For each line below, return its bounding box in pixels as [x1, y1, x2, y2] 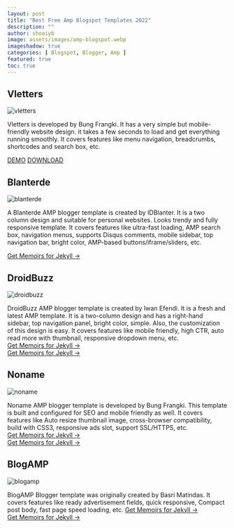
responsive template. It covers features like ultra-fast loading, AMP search [7, 223, 221, 231]
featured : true [7, 56, 52, 63]
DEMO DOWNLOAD [7, 156, 64, 164]
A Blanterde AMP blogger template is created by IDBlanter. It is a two [7, 208, 205, 217]
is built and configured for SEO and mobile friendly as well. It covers [7, 408, 203, 417]
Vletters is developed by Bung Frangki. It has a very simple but [7, 120, 187, 129]
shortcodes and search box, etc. [7, 143, 101, 151]
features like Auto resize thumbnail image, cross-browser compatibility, [7, 415, 212, 424]
